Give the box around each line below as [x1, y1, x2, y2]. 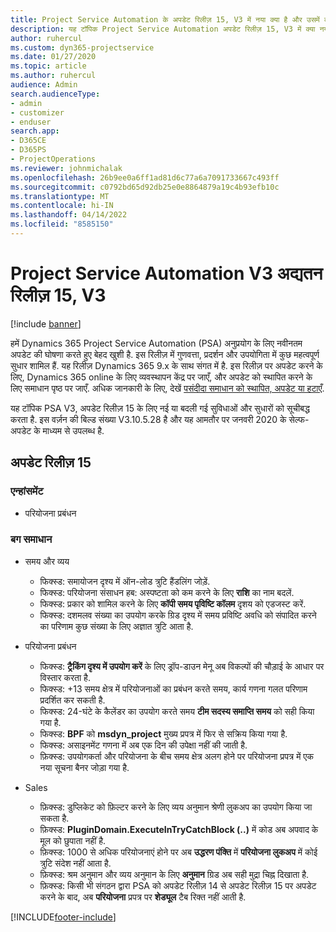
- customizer [10, 107, 65, 118]
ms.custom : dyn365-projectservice [10, 42, 155, 53]
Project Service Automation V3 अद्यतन [10, 262, 323, 285]
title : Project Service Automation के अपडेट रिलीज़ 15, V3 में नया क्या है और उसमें [10, 14, 320, 25]
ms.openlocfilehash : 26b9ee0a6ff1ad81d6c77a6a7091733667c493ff [10, 172, 280, 183]
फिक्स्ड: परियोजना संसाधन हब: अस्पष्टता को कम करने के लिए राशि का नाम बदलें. [39, 586, 295, 598]
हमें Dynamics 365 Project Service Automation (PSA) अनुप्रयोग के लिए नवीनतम [10, 337, 303, 349]
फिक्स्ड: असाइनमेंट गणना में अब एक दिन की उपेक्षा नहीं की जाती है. [39, 739, 248, 751]
